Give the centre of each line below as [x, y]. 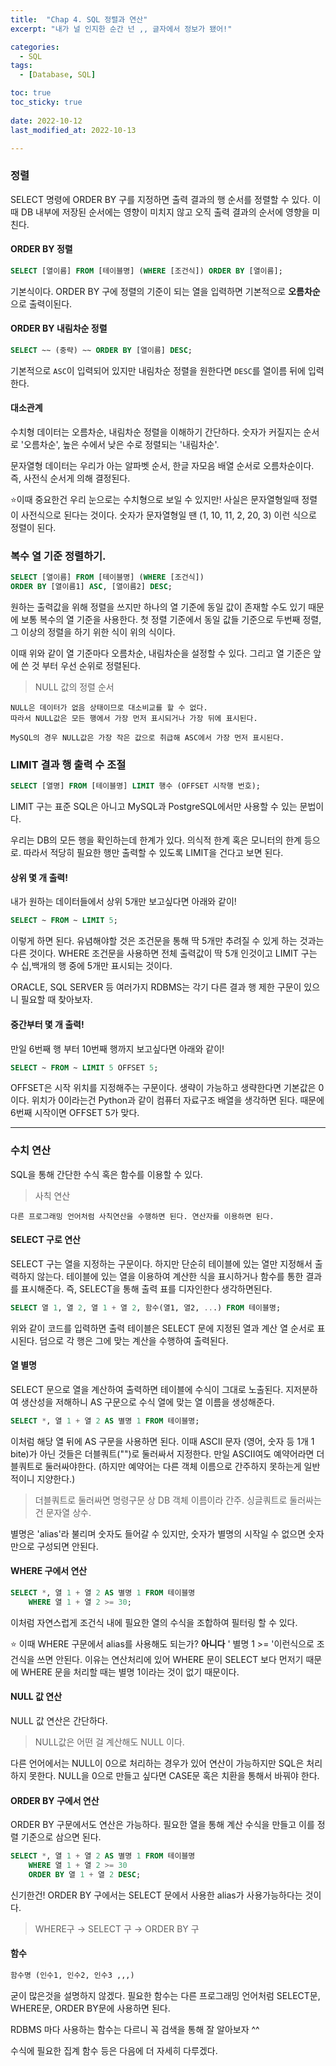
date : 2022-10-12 [46, 121]
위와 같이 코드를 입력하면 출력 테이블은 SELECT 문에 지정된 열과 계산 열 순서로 [162, 1328]
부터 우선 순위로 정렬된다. [91, 666]
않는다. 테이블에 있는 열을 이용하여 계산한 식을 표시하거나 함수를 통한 [170, 1276]
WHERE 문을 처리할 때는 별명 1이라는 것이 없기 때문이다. [130, 1672]
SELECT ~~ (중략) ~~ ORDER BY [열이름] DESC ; [101, 350]
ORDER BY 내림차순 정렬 [59, 328]
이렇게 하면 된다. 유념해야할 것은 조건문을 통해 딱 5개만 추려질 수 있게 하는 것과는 [167, 941]
